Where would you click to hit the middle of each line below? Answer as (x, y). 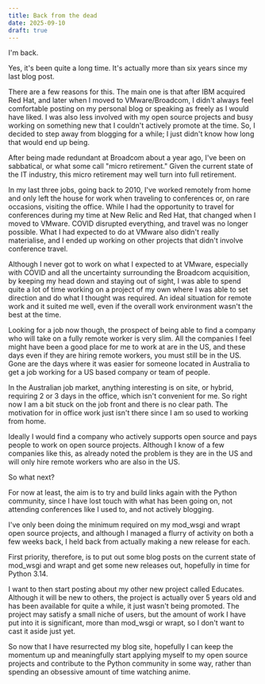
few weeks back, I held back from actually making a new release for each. (129, 542)
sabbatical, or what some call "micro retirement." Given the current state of (131, 166)
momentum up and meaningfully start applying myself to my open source (128, 655)
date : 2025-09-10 (37, 23)
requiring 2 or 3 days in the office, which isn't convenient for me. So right (128, 396)
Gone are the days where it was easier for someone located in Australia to (129, 364)
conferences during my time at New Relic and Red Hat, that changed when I (132, 216)
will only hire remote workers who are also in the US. (94, 462)
